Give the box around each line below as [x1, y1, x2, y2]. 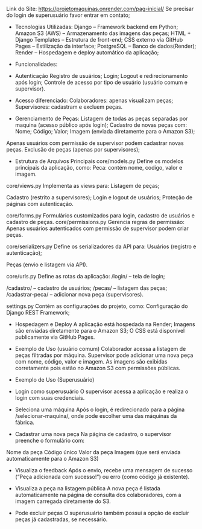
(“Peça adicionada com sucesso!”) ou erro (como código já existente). [14, 473, 190, 480]
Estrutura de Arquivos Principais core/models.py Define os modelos [14, 158, 184, 165]
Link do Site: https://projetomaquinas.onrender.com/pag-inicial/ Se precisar [6, 5, 194, 12]
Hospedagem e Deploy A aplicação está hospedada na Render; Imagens [14, 321, 195, 328]
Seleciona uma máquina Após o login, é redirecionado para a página [14, 406, 185, 413]
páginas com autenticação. [6, 200, 74, 207]
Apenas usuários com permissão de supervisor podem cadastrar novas [6, 139, 184, 147]
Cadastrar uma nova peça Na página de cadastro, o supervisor [14, 431, 172, 437]
